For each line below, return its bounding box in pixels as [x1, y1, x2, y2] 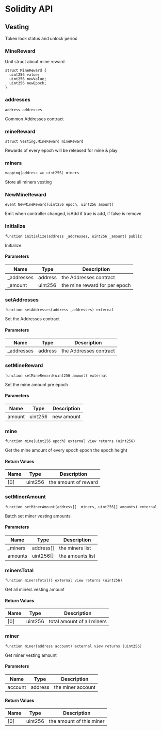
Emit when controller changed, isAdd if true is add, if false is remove [5, 211, 142, 216]
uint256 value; [9, 72, 40, 77]
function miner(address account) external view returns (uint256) [5, 644, 142, 648]
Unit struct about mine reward [5, 59, 65, 65]
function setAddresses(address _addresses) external [5, 307, 114, 313]
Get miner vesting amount [5, 652, 57, 658]
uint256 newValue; [9, 77, 47, 82]
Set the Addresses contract [5, 316, 60, 322]
